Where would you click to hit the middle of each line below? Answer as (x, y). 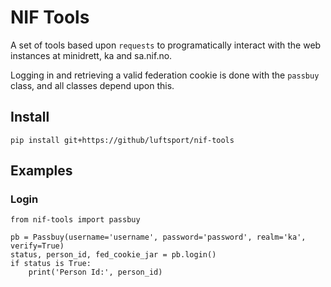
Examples (41, 171)
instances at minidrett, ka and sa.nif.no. (91, 55)
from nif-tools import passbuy (75, 220)
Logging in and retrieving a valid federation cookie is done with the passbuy (165, 75)
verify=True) (37, 246)
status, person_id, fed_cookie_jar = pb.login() (113, 255)
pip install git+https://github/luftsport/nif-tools (122, 140)
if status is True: (51, 264)
